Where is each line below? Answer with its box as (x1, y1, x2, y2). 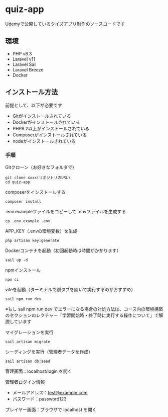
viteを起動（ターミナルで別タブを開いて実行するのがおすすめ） (5, 286, 136, 292)
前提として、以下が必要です (5, 102, 62, 108)
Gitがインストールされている (12, 113, 71, 119)
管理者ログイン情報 (5, 379, 45, 385)
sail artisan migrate (5, 339, 51, 344)
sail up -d (5, 258, 28, 263)
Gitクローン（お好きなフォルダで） (5, 164, 77, 170)
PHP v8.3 (12, 50, 32, 56)
